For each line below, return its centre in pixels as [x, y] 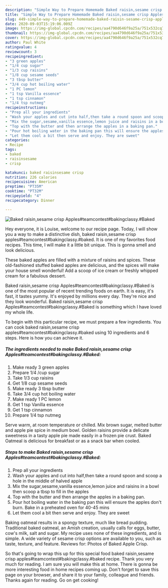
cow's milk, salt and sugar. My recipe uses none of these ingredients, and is [83, 533]
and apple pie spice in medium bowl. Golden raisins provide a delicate [77, 430]
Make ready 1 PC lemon [37, 399]
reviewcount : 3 [21, 52]
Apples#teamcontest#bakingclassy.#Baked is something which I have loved [83, 307]
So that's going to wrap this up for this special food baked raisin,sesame [79, 553]
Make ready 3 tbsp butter [38, 388]
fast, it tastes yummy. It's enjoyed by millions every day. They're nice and [80, 296]
